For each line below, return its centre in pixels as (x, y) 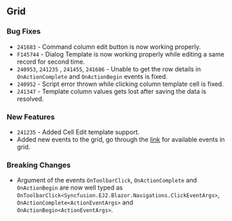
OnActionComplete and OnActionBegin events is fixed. (92, 76)
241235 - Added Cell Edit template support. (78, 131)
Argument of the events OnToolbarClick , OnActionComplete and (107, 180)
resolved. (30, 99)
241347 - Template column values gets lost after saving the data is (111, 91)
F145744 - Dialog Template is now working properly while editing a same (121, 54)
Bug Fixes (24, 31)
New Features (31, 117)
